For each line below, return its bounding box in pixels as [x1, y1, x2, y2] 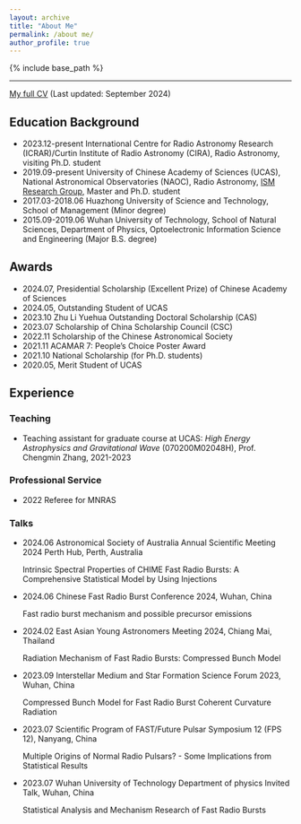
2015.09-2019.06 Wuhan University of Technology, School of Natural [21, 214, 277, 225]
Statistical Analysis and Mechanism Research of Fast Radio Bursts [21, 804, 267, 816]
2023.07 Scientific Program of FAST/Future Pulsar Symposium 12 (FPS [21, 724, 282, 735]
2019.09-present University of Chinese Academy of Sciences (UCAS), [21, 167, 281, 178]
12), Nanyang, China [21, 733, 98, 744]
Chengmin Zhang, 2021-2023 [21, 452, 132, 463]
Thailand [21, 636, 56, 646]
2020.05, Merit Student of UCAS [21, 360, 142, 370]
